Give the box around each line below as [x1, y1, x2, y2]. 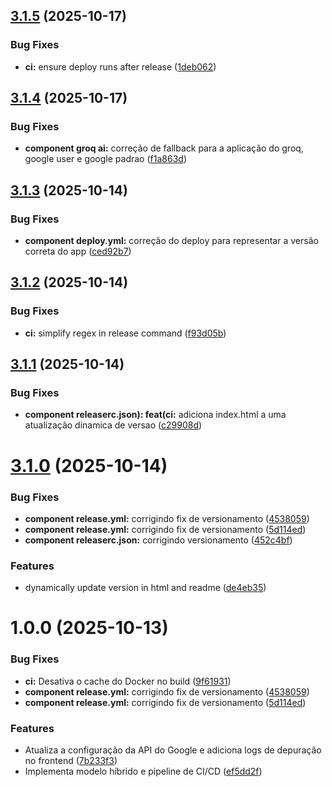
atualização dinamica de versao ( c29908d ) [24, 419, 203, 431]
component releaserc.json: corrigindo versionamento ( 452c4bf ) [24, 534, 293, 546]
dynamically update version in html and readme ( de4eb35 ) [24, 582, 267, 594]
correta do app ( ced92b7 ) [24, 245, 132, 258]
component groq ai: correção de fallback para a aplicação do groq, [24, 142, 304, 154]
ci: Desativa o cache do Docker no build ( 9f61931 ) [24, 675, 232, 687]
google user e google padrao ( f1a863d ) [24, 153, 187, 165]
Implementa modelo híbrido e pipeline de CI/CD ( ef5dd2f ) [24, 765, 263, 777]
